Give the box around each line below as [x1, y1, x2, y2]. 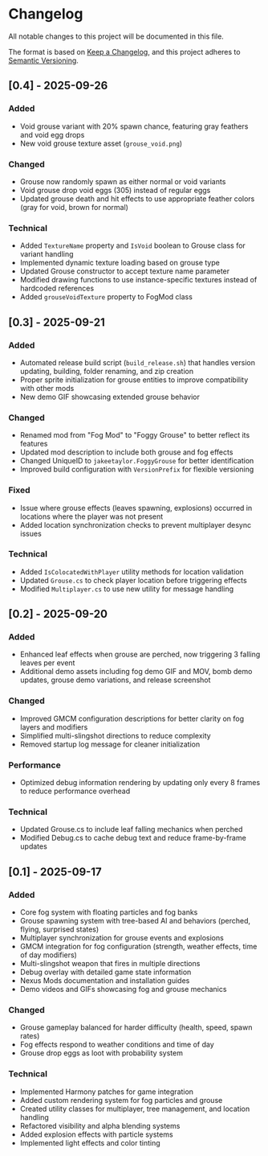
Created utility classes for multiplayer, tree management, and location [19, 1104, 250, 1113]
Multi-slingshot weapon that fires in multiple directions [19, 959, 201, 969]
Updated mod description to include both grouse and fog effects [19, 447, 233, 457]
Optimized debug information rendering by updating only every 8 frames [19, 778, 261, 788]
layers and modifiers [19, 722, 88, 732]
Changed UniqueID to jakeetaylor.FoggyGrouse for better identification [19, 456, 254, 466]
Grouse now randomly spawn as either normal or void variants [19, 176, 226, 186]
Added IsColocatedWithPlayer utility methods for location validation [19, 566, 245, 576]
